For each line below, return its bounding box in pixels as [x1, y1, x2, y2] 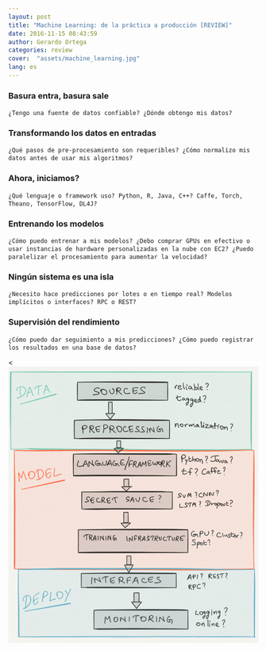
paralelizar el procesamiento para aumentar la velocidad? [8, 253, 208, 261]
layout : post [8, 13, 52, 21]
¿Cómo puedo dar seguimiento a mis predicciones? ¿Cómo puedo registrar [8, 336, 254, 344]
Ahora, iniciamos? [8, 173, 80, 184]
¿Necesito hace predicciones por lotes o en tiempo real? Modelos [8, 290, 233, 298]
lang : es [8, 63, 37, 71]
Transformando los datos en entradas [8, 128, 156, 139]
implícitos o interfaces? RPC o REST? [8, 298, 137, 306]
